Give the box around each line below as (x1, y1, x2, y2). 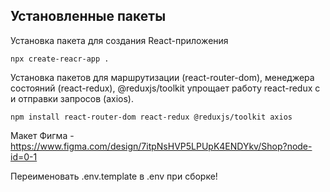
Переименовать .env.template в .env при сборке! (10, 170, 218, 182)
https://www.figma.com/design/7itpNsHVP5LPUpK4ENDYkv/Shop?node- (10, 140, 313, 152)
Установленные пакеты (10, 8, 167, 25)
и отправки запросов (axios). (10, 92, 135, 104)
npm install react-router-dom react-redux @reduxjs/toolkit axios (10, 112, 293, 122)
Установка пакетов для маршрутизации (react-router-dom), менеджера (10, 71, 315, 83)
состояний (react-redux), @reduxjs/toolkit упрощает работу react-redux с (10, 82, 321, 94)
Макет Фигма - (10, 129, 75, 141)
